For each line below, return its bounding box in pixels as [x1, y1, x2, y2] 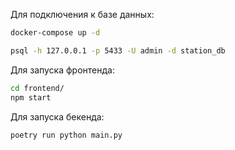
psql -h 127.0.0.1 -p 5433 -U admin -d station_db [10, 45, 226, 56]
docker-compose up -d [10, 28, 101, 38]
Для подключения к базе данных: [10, 9, 155, 20]
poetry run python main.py [10, 130, 123, 140]
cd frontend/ [10, 83, 65, 93]
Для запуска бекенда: [10, 110, 105, 123]
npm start [10, 92, 52, 103]
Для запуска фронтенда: [10, 64, 115, 76]
